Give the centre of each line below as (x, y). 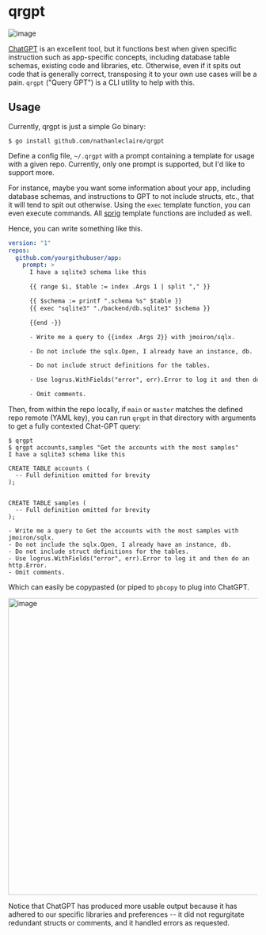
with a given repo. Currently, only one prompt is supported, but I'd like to (127, 164)
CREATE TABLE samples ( (47, 503)
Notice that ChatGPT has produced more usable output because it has (123, 906)
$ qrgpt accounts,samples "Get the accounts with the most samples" (123, 448)
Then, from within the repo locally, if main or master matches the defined (125, 409)
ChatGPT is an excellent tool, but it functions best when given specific (123, 48)
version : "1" (30, 243)
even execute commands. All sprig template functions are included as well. (130, 213)
